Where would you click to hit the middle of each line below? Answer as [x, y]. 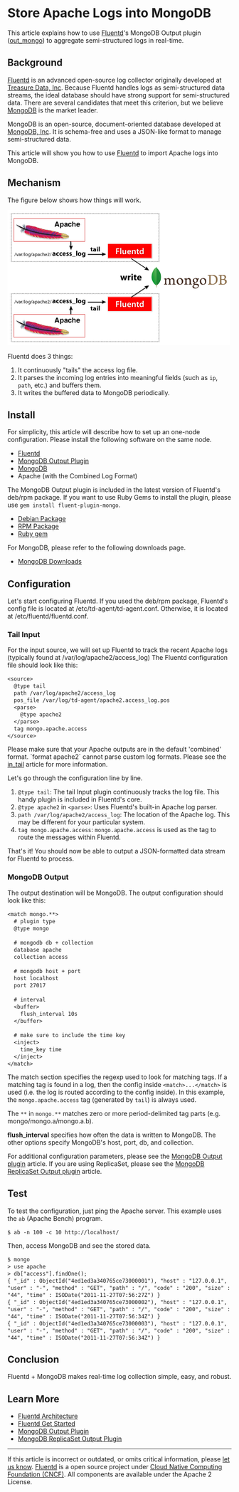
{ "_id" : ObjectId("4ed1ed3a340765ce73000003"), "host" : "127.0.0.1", [117, 1323]
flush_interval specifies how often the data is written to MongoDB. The [112, 1135]
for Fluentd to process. [41, 858]
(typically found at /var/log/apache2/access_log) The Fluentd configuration [118, 658]
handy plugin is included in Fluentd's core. [80, 799]
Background [35, 63]
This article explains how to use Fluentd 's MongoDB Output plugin [104, 33]
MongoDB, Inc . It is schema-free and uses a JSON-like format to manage [115, 131]
